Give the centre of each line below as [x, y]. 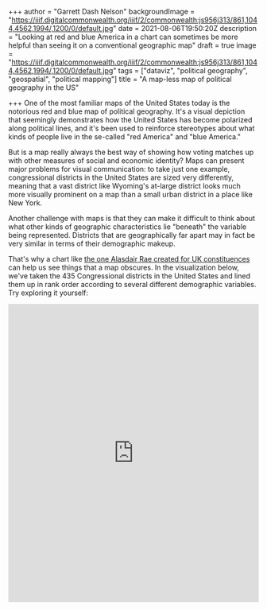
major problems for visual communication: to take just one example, [119, 169]
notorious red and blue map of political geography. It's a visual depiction [127, 111]
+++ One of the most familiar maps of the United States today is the [119, 103]
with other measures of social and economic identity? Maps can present [126, 161]
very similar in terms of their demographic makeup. [92, 243]
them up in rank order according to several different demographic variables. [132, 284]
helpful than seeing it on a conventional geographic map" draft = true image [132, 45]
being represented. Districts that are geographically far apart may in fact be [132, 235]
